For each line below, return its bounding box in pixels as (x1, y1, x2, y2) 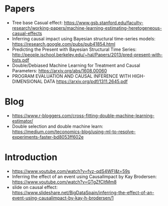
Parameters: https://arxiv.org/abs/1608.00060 (12, 67, 107, 73)
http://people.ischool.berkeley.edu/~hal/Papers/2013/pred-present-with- (12, 51, 163, 58)
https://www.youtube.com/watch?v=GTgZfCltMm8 (12, 179, 117, 185)
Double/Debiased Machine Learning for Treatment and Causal (12, 62, 140, 68)
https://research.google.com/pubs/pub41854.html (12, 41, 116, 47)
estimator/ (12, 118, 34, 124)
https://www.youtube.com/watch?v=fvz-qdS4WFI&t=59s (12, 168, 130, 174)
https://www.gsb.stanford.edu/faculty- (64, 20, 143, 26)
